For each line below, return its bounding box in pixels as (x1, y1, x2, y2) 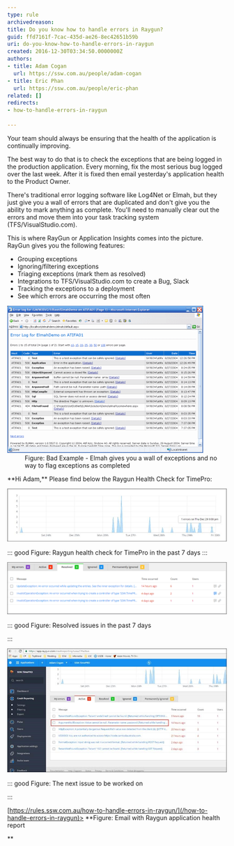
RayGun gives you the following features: (7, 241, 125, 249)
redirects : (7, 100, 39, 107)
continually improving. (7, 141, 71, 150)
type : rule (7, 11, 39, 18)
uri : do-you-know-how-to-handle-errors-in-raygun (7, 40, 155, 48)
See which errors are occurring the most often (17, 291, 151, 300)
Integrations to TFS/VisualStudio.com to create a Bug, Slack (17, 277, 189, 285)
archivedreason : (7, 18, 54, 26)
